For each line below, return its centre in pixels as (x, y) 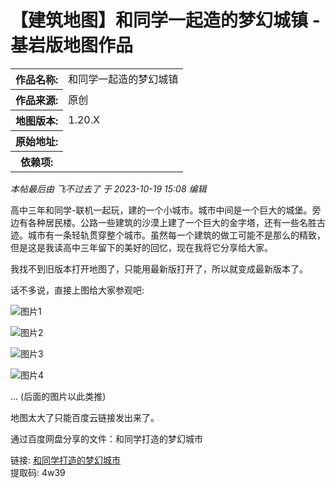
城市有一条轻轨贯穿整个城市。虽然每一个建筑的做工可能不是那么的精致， (176, 235)
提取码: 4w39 (38, 472)
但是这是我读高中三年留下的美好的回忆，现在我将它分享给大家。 (141, 247)
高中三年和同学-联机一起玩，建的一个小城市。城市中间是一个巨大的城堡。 (161, 210)
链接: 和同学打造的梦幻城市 (65, 460)
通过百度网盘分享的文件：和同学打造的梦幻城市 (106, 438)
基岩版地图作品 (72, 45)
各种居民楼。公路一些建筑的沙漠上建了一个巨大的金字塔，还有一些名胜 (172, 222)
